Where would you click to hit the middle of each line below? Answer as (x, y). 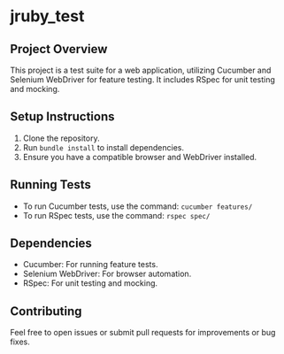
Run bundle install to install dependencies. (104, 147)
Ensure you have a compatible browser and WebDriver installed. (140, 157)
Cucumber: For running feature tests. (90, 265)
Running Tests (50, 185)
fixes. (20, 342)
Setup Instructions (62, 117)
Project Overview (59, 49)
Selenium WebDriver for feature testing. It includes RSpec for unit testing (142, 80)
